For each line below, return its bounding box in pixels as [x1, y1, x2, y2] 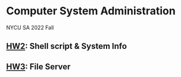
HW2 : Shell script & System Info [6, 41, 127, 51]
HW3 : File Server [6, 61, 71, 72]
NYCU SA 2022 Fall [6, 24, 54, 31]
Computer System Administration [6, 4, 176, 18]
